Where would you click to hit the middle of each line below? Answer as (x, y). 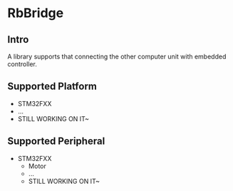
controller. (22, 64)
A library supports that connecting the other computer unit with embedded (117, 56)
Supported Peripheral (56, 141)
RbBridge (36, 13)
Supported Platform (52, 87)
